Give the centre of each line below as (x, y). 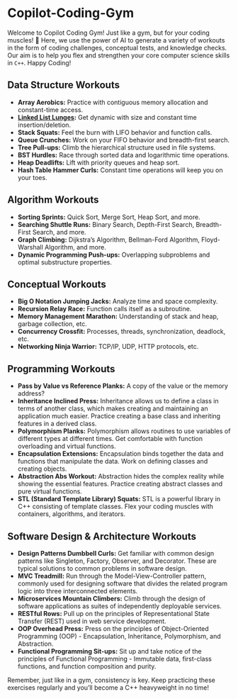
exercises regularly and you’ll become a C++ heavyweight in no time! (108, 688)
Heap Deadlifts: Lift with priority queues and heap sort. (98, 162)
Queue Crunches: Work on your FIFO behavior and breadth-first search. (124, 140)
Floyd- (211, 240)
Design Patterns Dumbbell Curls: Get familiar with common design (116, 553)
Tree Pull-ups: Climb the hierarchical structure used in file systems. (117, 147)
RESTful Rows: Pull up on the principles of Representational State (114, 614)
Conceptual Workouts (57, 284)
